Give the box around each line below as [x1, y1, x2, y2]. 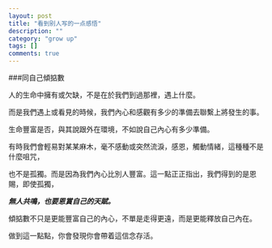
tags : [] [8, 42, 38, 50]
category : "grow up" [8, 34, 79, 43]
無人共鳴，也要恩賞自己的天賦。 [8, 196, 115, 206]
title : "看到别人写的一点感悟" [8, 19, 102, 28]
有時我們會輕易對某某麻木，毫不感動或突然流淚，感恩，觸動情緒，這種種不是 [8, 142, 264, 151]
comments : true [8, 49, 60, 58]
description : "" [8, 27, 63, 35]
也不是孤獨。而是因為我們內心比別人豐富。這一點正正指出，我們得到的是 [8, 169, 249, 178]
